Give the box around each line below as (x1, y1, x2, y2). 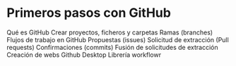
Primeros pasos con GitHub (6, 5, 171, 21)
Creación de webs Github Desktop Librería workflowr (6, 51, 162, 59)
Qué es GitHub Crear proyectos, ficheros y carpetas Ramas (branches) (6, 28, 213, 37)
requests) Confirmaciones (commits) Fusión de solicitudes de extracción (6, 43, 218, 51)
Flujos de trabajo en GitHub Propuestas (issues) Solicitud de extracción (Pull (6, 35, 229, 44)
